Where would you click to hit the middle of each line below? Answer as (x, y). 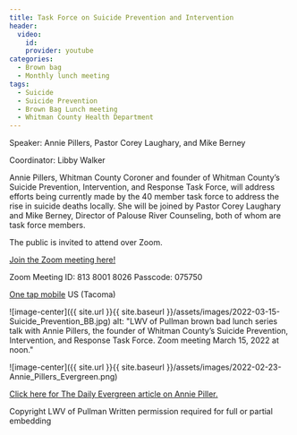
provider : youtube (59, 51)
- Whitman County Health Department (85, 117)
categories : (31, 59)
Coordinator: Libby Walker (57, 160)
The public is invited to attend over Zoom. (86, 243)
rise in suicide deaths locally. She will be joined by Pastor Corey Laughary (145, 206)
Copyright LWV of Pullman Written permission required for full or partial (141, 412)
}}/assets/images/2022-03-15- (223, 312)
